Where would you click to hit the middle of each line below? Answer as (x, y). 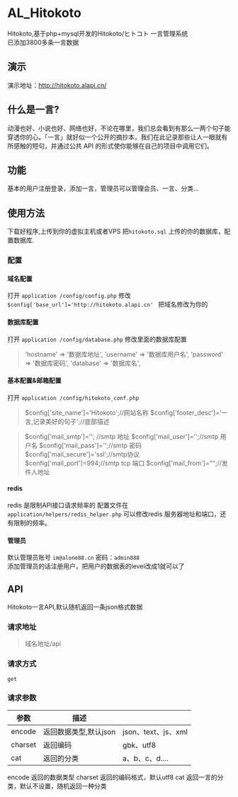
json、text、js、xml (155, 732)
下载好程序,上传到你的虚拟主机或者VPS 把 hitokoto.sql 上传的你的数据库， (116, 231)
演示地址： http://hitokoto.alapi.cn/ (57, 85)
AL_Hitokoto (44, 13)
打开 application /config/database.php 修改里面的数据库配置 (97, 339)
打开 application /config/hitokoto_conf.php (73, 397)
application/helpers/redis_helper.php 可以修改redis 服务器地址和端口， (114, 514)
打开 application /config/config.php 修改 (69, 296)
